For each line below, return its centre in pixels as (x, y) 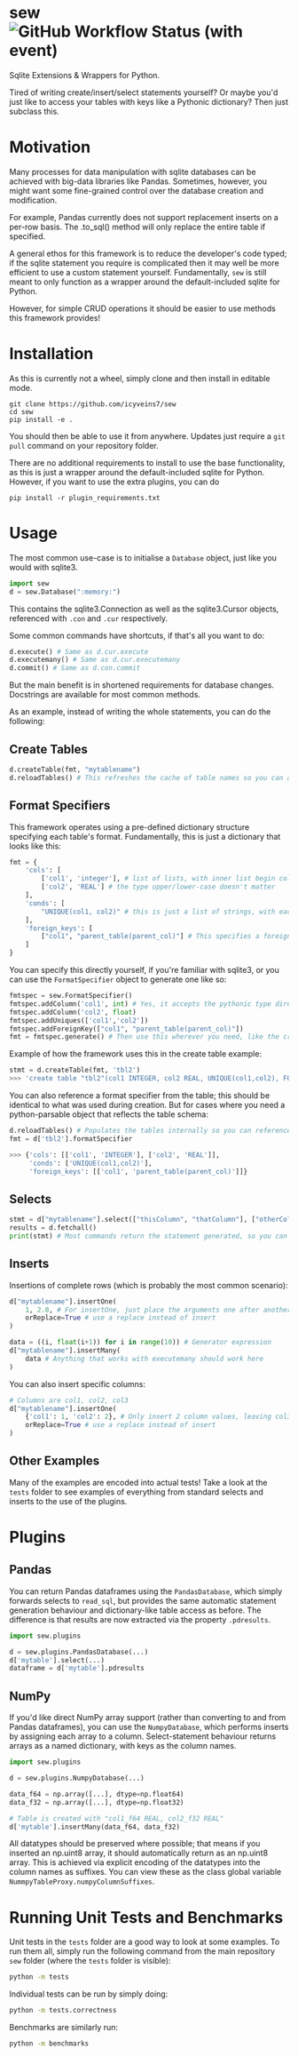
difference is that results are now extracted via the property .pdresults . (140, 1619)
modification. (33, 200)
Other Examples (55, 1461)
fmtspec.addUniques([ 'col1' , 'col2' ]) (79, 1020)
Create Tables (49, 749)
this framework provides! (55, 317)
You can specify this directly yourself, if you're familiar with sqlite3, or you (144, 970)
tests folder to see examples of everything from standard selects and (137, 1492)
